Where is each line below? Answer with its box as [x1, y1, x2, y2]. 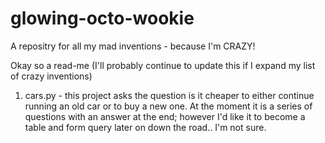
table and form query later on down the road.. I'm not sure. [24, 121, 267, 133]
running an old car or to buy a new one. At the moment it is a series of [24, 100, 313, 112]
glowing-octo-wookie [10, 7, 195, 30]
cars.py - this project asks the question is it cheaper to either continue [24, 89, 315, 101]
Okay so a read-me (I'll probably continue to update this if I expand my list [10, 59, 316, 71]
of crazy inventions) [10, 70, 93, 82]
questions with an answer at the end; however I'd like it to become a [24, 110, 306, 122]
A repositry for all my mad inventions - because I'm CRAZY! [10, 40, 256, 52]
